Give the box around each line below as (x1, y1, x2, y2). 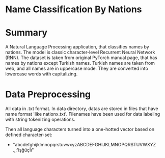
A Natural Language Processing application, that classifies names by (5, 44, 149, 50)
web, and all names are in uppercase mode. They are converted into (5, 65, 149, 72)
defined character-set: (5, 131, 52, 138)
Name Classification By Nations (5, 4, 142, 15)
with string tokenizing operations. (5, 116, 75, 123)
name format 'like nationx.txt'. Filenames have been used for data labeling (5, 111, 160, 117)
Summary (5, 27, 47, 39)
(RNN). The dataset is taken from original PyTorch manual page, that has (5, 55, 157, 61)
